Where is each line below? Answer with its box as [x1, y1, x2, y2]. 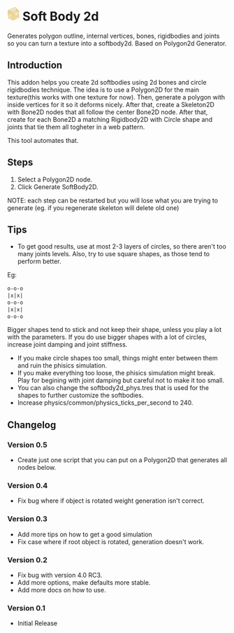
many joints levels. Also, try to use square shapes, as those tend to [17, 250, 210, 258]
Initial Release [17, 619, 58, 627]
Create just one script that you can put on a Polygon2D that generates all [17, 456, 228, 464]
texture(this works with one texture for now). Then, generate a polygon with [7, 92, 226, 101]
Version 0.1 [7, 603, 45, 613]
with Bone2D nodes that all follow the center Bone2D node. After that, [7, 108, 208, 116]
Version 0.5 [7, 440, 47, 450]
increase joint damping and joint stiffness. [7, 340, 128, 349]
